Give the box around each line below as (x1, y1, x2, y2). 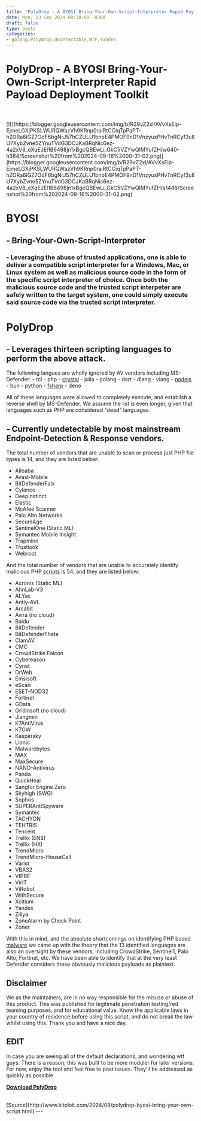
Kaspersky (14, 733, 42, 740)
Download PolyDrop (6, 1083, 57, 1090)
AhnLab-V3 (14, 586, 44, 593)
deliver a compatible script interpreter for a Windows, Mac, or (6, 261, 190, 269)
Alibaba (14, 467, 34, 474)
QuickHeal (14, 777, 41, 784)
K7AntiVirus (14, 720, 44, 727)
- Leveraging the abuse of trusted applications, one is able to (6, 253, 187, 261)
